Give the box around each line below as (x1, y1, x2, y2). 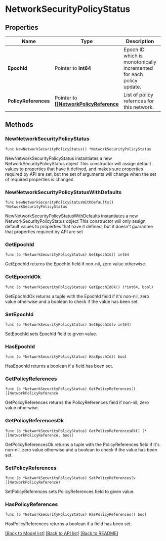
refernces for (123, 98, 154, 104)
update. (123, 83, 142, 90)
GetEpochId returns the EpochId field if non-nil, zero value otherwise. (5, 261, 147, 267)
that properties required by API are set (5, 229, 83, 235)
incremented (123, 65, 153, 71)
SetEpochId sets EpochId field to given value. (5, 331, 97, 337)
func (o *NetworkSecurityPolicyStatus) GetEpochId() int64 (5, 252, 129, 257)
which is (123, 52, 143, 59)
